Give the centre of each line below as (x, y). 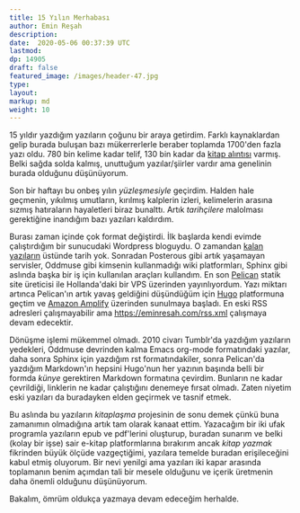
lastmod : (26, 51)
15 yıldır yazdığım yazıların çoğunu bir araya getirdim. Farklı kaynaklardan (145, 135)
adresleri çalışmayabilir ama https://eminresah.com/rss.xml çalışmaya (138, 313)
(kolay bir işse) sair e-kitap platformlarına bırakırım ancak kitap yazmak (141, 443)
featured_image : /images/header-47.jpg (84, 76)
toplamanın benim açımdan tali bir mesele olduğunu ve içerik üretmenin (141, 472)
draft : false (34, 68)
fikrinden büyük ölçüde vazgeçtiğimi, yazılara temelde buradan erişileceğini (149, 453)
